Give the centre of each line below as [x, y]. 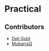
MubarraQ [22, 44]
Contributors [24, 27]
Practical [23, 9]
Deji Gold [21, 38]
